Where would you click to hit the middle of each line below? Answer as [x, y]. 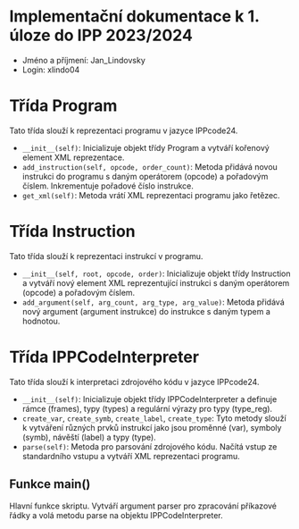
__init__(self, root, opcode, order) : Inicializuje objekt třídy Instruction [157, 273]
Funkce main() [50, 484]
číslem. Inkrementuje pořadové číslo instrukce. [108, 186]
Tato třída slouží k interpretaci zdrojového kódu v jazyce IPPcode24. [134, 382]
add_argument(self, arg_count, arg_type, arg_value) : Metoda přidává [153, 302]
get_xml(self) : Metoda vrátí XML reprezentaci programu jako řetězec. [151, 195]
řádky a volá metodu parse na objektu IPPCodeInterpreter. [116, 515]
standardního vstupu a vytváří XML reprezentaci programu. [131, 456]
